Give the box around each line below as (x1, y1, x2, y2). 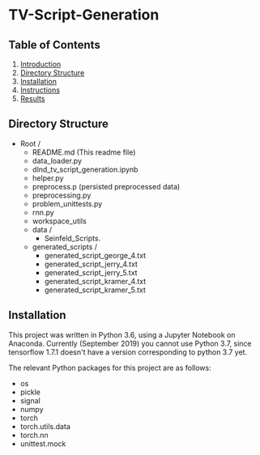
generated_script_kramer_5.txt (44, 285, 146, 295)
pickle (19, 387, 40, 397)
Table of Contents (8, 38, 101, 52)
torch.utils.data (19, 421, 70, 431)
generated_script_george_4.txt (44, 250, 147, 260)
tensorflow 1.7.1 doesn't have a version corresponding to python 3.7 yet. (8, 347, 248, 357)
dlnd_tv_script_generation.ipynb (32, 164, 139, 174)
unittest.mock (19, 439, 66, 449)
